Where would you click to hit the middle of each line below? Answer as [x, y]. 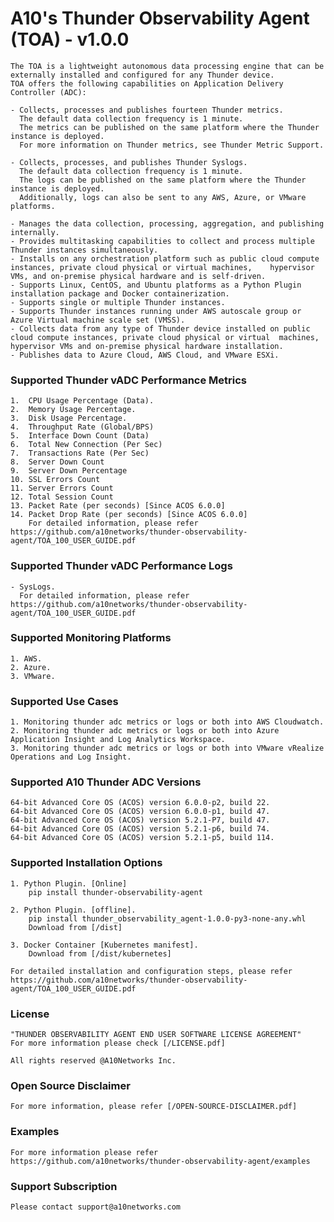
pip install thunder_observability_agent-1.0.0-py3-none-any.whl [167, 918]
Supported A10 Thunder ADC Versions [106, 782]
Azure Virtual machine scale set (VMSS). [98, 320]
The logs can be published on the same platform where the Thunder [163, 180]
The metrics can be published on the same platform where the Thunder [169, 127]
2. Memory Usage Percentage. [73, 410]
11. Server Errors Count [62, 488]
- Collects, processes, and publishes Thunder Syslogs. [129, 162]
